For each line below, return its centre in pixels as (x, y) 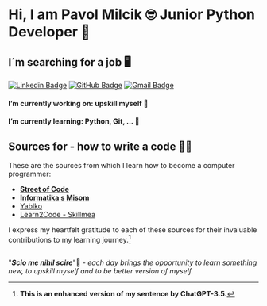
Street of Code (44, 189)
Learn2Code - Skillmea (58, 214)
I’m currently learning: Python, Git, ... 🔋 (74, 121)
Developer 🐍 (49, 32)
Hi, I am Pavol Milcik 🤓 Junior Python (132, 15)
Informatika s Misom (54, 197)
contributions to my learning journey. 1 (70, 239)
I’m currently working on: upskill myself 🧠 (78, 103)
